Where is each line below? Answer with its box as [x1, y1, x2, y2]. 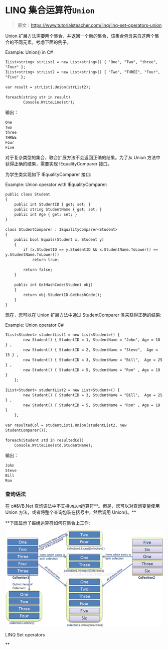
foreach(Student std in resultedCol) [5, 438, 84, 443]
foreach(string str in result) [5, 95, 71, 100]
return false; [23, 267, 53, 272]
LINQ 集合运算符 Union [5, 5, 95, 16]
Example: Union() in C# [5, 49, 53, 55]
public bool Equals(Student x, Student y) [14, 237, 104, 242]
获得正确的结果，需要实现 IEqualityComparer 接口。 [5, 160, 112, 166]
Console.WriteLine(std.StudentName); [14, 443, 93, 448]
